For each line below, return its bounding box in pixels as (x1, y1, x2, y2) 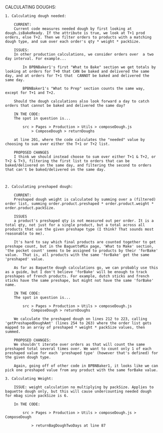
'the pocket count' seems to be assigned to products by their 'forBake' (5, 248, 159, 253)
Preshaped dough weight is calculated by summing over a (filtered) (14, 197, 156, 202)
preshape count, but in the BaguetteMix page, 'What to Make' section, (5, 244, 154, 249)
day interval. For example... (5, 56, 67, 61)
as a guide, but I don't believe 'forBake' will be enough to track (5, 270, 147, 275)
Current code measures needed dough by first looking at (14, 26, 132, 31)
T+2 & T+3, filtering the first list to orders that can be (5, 158, 130, 163)
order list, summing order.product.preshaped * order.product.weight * (5, 201, 154, 206)
